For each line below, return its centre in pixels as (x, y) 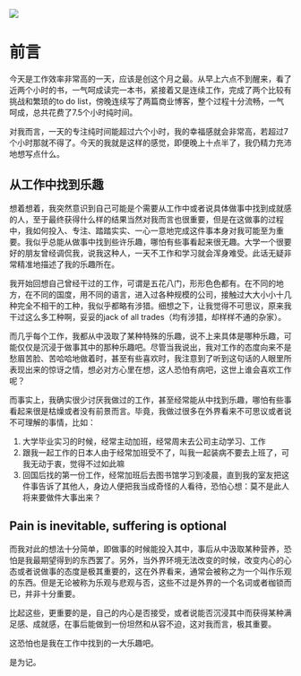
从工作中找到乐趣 (56, 185)
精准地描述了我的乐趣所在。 (68, 264)
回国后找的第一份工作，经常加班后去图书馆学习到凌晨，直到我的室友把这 (155, 474)
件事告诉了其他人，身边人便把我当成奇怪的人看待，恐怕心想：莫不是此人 (155, 486)
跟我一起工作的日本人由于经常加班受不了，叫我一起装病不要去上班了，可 (155, 452)
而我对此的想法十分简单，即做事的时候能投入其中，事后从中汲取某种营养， (146, 549)
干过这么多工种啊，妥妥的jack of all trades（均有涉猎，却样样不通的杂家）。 (148, 316)
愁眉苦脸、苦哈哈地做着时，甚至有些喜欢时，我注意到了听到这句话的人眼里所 (150, 358)
